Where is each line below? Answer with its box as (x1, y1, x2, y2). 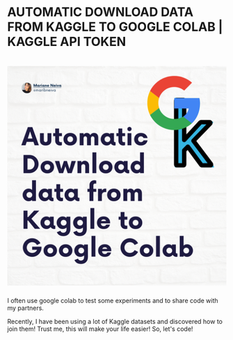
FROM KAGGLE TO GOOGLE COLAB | (7, 19, 223, 35)
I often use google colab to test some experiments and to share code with (7, 297, 218, 305)
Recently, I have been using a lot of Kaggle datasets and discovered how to (7, 318, 223, 326)
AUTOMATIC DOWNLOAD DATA (7, 4, 193, 20)
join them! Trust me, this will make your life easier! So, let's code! (7, 325, 193, 333)
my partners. (7, 304, 44, 312)
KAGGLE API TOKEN (7, 34, 127, 49)
